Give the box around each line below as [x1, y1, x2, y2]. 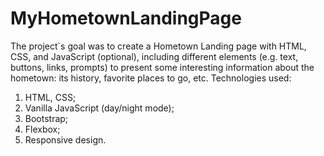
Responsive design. [24, 133, 107, 146]
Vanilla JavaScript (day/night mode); [24, 102, 175, 114]
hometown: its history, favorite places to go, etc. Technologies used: [10, 72, 292, 84]
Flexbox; [24, 123, 61, 135]
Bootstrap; [24, 112, 69, 124]
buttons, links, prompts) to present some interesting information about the [10, 61, 315, 73]
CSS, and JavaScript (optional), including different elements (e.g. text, [10, 50, 299, 62]
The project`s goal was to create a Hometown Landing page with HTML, [10, 40, 307, 52]
